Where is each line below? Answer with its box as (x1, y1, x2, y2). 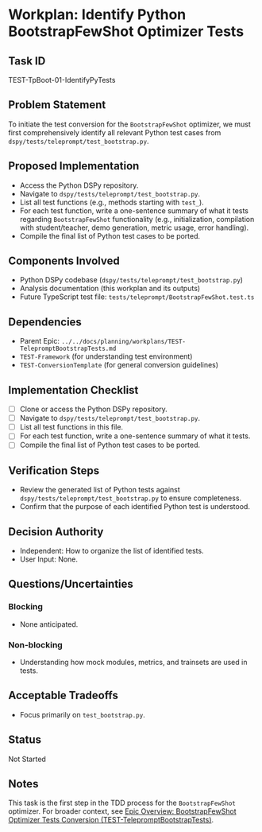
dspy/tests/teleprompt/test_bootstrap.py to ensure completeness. (19, 493, 242, 503)
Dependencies (8, 315, 82, 329)
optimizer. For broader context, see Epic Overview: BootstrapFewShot (8, 807, 237, 816)
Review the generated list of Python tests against (19, 485, 180, 495)
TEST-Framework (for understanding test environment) (19, 352, 193, 361)
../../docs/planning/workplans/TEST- (60, 338, 187, 346)
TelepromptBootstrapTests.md (19, 344, 117, 353)
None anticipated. (19, 619, 79, 629)
